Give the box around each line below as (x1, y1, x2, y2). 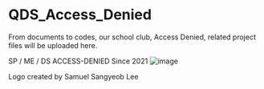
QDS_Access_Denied (8, 6, 152, 24)
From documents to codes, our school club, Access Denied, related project (8, 32, 257, 42)
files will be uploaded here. (8, 40, 98, 50)
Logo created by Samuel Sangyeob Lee (8, 71, 139, 81)
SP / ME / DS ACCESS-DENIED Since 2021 (8, 56, 148, 66)
